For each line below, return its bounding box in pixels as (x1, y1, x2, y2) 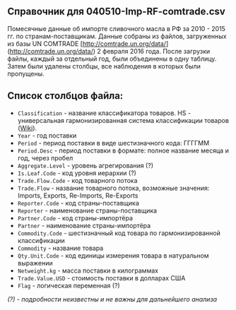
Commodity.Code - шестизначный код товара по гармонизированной (17, 229, 220, 237)
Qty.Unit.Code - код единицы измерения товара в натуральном (17, 251, 209, 260)
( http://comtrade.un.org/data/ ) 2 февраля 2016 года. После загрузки (7, 47, 211, 55)
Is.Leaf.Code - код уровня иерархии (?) (17, 169, 136, 177)
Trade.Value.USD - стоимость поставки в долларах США (17, 273, 186, 282)
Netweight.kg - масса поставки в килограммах (17, 266, 159, 275)
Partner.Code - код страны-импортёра (17, 213, 133, 222)
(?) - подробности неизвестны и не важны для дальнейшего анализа (7, 294, 218, 303)
